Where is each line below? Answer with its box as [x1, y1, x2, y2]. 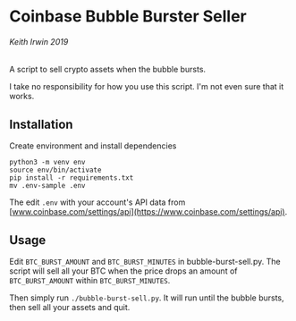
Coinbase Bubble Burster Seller [9, 6, 248, 27]
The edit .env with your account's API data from [9, 197, 186, 207]
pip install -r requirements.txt [9, 173, 134, 182]
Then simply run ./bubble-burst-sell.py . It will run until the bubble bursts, [9, 292, 284, 303]
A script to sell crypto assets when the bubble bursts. [9, 64, 207, 75]
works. [9, 91, 35, 102]
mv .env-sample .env [9, 182, 87, 190]
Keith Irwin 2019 [9, 36, 69, 46]
